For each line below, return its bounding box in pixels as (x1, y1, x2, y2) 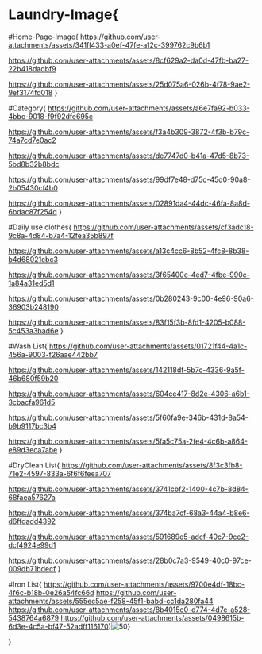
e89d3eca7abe (8, 444, 58, 454)
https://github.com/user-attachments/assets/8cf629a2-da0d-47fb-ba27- (8, 56, 249, 65)
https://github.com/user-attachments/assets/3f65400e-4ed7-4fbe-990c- (8, 270, 250, 279)
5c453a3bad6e (8, 325, 59, 335)
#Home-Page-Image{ (8, 32, 79, 41)
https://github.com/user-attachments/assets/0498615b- (60, 613, 245, 622)
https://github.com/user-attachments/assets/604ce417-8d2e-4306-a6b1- (8, 389, 250, 398)
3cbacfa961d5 (8, 397, 56, 406)
